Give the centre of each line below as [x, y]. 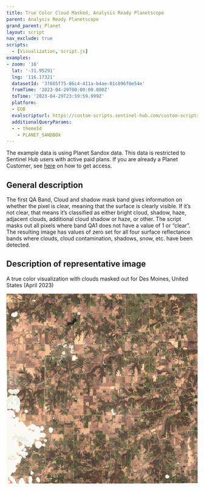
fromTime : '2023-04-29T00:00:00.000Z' [61, 90]
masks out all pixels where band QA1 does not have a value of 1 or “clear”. [98, 226]
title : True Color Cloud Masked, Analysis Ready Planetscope [85, 13]
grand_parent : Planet [34, 26]
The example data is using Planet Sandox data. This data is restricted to [96, 153]
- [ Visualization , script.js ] [50, 52]
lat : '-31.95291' [34, 71]
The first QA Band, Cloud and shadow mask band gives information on [94, 200]
